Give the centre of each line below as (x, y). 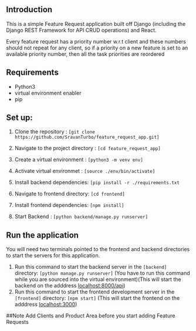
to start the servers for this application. (53, 256)
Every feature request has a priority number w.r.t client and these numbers (96, 41)
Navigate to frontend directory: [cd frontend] (70, 194)
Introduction (29, 10)
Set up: (20, 118)
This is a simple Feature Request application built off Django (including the (96, 24)
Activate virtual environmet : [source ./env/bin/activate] (85, 171)
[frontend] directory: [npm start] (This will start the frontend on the (97, 298)
